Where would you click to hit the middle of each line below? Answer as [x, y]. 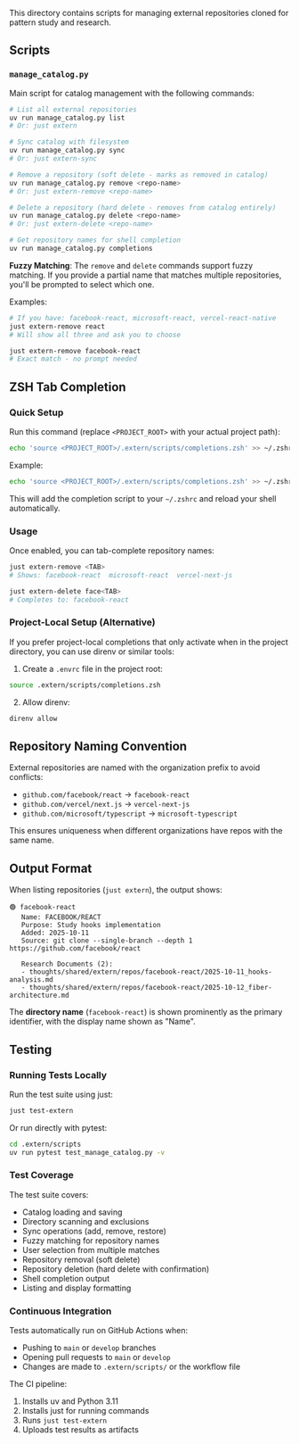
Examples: [28, 302]
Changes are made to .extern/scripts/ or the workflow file [131, 1367]
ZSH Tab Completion [68, 387]
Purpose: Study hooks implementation [91, 925]
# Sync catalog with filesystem [69, 142]
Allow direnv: [46, 702]
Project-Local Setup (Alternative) [82, 622]
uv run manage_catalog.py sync [67, 151]
